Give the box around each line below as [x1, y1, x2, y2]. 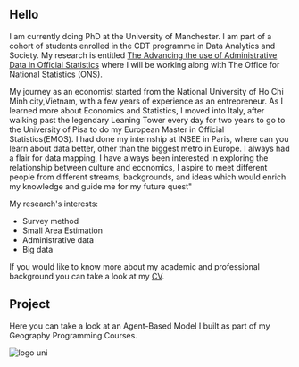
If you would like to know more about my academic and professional [9, 261, 261, 271]
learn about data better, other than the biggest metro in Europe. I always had [9, 143, 290, 154]
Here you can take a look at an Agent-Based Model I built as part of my [9, 321, 270, 331]
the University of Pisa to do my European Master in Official [9, 124, 225, 135]
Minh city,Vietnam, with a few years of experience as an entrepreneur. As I [9, 96, 284, 106]
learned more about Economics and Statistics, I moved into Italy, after [9, 104, 265, 115]
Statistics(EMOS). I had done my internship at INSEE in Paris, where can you [9, 133, 289, 144]
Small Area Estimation [21, 225, 103, 236]
